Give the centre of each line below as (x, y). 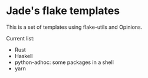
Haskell (24, 56)
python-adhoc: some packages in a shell (64, 62)
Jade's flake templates (63, 11)
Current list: (20, 38)
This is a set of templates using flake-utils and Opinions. (74, 27)
